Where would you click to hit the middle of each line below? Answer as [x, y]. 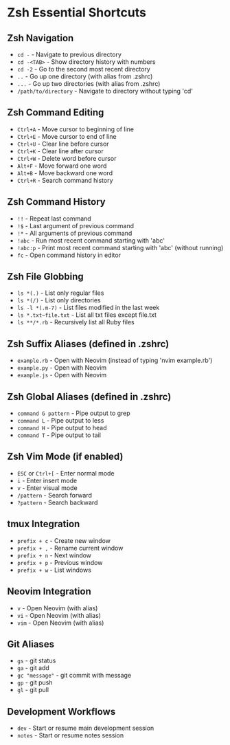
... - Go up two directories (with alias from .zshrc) [89, 84]
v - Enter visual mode [47, 488]
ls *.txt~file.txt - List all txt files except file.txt [87, 315]
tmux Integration [44, 524]
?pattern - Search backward [57, 502]
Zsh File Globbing [45, 277]
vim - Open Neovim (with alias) [60, 623]
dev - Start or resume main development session [85, 728]
